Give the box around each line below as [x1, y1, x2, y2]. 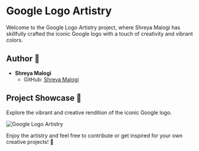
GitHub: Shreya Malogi [23, 75, 79, 83]
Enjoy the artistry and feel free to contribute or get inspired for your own [6, 132, 183, 139]
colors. [6, 36, 23, 43]
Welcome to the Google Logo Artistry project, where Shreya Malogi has [6, 24, 181, 31]
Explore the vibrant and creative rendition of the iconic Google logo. [6, 109, 172, 116]
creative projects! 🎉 [6, 138, 54, 145]
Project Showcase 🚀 [6, 93, 82, 103]
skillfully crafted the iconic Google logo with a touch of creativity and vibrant [6, 30, 193, 37]
